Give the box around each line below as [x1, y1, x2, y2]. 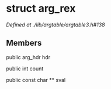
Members [6, 38, 42, 48]
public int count [6, 65, 44, 72]
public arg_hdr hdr [6, 53, 51, 60]
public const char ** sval [6, 76, 66, 83]
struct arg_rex [6, 2, 76, 15]
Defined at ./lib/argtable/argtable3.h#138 [6, 21, 105, 28]
